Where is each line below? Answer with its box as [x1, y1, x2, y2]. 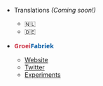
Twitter [24, 63, 46, 71]
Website [24, 56, 48, 64]
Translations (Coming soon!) [13, 6, 96, 14]
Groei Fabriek [13, 41, 54, 50]
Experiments [24, 71, 61, 79]
